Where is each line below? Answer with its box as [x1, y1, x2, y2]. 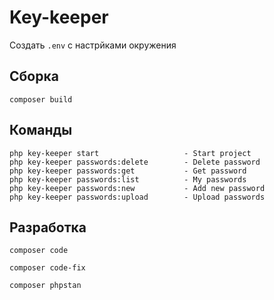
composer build [9, 94, 73, 105]
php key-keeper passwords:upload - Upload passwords [9, 192, 266, 202]
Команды [9, 122, 73, 139]
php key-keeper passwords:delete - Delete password [9, 157, 261, 167]
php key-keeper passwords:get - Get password [9, 166, 247, 176]
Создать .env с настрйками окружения [9, 39, 177, 51]
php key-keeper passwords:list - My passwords [9, 174, 247, 185]
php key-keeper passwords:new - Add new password [9, 183, 266, 193]
